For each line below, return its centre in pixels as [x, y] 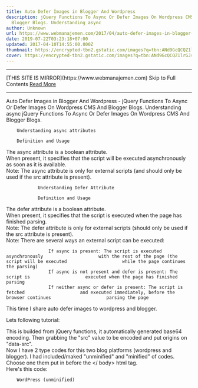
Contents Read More [31, 84]
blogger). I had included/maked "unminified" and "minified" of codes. [90, 356]
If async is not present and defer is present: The [113, 272]
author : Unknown [26, 28]
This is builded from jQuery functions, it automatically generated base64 [94, 331]
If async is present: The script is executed [105, 251]
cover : [14, 55]
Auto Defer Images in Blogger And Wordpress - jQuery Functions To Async [97, 101]
